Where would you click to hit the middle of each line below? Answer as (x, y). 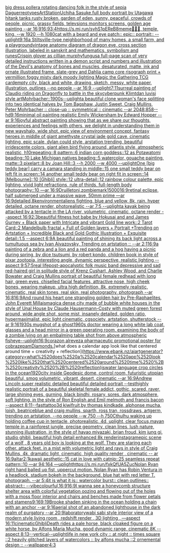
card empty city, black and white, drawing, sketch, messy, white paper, (79, 82)
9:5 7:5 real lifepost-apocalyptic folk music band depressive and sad (91, 265)
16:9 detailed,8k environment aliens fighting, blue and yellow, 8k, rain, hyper (82, 201)
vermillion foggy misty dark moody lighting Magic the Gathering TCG (77, 77)
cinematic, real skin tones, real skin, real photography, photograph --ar (79, 292)
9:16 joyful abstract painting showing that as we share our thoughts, (81, 120)
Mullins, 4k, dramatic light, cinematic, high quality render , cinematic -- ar (82, 453)
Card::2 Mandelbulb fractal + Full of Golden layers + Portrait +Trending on (82, 228)
